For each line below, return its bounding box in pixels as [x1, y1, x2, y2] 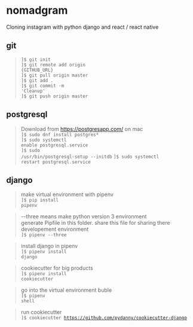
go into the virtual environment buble [20, 286, 112, 294]
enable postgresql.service [20, 142, 88, 148]
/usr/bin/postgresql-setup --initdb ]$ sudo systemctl [20, 154, 160, 160]
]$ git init [20, 56, 51, 63]
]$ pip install [20, 197, 59, 203]
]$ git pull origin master [20, 72, 88, 78]
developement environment [20, 225, 89, 233]
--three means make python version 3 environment [20, 213, 147, 220]
